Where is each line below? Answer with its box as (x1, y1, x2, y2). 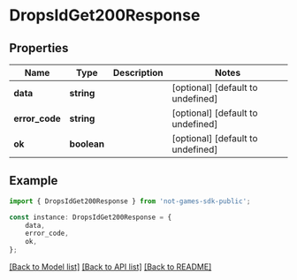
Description (113, 67, 164, 79)
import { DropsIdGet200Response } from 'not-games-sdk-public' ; (9, 196, 251, 206)
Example (9, 173, 58, 188)
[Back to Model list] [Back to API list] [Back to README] (9, 261, 212, 272)
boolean (69, 138, 105, 150)
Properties (9, 41, 69, 56)
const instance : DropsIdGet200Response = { (9, 213, 172, 222)
